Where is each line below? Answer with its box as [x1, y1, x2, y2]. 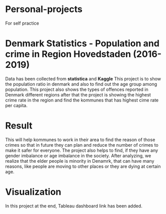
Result [5, 120, 33, 132]
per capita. [5, 102, 28, 109]
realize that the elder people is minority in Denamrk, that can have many [5, 158, 154, 164]
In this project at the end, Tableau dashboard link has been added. [5, 202, 142, 209]
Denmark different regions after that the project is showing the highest [5, 91, 151, 97]
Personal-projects [5, 4, 83, 15]
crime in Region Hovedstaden [5, 49, 131, 60]
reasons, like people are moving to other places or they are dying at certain [5, 163, 161, 169]
